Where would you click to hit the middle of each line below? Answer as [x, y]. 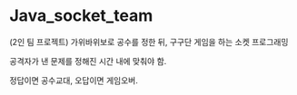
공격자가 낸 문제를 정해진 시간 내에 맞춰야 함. [88, 61]
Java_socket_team [81, 16]
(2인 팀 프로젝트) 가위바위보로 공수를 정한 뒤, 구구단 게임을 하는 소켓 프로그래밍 [149, 42]
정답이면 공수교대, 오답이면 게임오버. [74, 80]
